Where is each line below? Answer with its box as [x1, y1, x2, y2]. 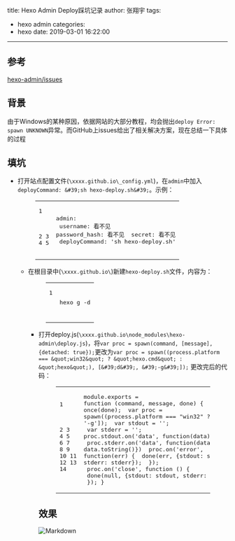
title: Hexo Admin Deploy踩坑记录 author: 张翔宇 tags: [7, 6, 162, 14]
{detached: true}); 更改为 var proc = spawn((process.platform [38, 348, 220, 356]
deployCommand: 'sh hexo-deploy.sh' [59, 237, 176, 245]
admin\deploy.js [38, 340, 86, 348]
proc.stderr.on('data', [87, 440, 163, 447]
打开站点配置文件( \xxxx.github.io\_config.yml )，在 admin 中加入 [17, 177, 203, 185]
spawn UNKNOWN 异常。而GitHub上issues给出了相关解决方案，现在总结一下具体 [7, 125, 227, 134]
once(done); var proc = [83, 407, 163, 414]
